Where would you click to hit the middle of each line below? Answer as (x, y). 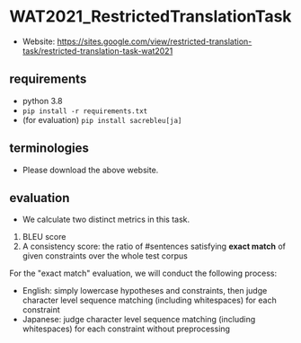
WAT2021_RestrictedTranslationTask (150, 17)
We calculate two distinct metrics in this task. (106, 220)
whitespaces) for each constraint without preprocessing (126, 329)
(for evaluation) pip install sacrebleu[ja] (102, 119)
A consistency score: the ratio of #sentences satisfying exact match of (154, 246)
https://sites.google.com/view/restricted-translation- (155, 41)
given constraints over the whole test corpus (105, 256)
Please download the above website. (90, 170)
